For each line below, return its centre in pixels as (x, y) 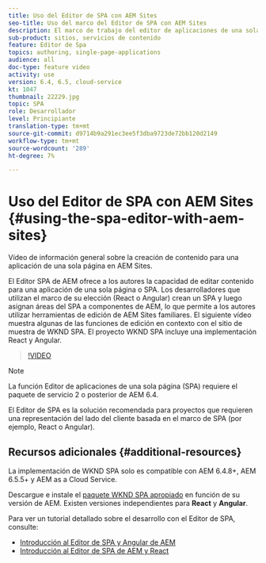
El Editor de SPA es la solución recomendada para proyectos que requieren (131, 410)
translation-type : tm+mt (49, 126)
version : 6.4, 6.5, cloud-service (65, 82)
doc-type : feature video (49, 67)
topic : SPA (26, 104)
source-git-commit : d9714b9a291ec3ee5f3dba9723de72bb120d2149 (113, 133)
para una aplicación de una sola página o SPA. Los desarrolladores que (124, 289)
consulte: (23, 527)
